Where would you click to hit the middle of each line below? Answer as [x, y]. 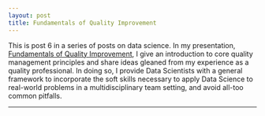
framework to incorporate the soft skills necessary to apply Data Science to [131, 79]
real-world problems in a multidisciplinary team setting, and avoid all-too [126, 87]
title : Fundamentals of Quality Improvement [82, 23]
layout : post [30, 15]
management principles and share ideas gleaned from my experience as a [129, 62]
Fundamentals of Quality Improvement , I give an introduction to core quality [131, 54]
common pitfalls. [35, 95]
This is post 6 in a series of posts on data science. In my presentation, [122, 45]
